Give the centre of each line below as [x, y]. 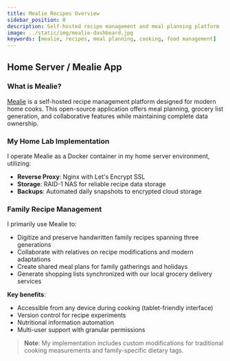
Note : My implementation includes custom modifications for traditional [124, 343]
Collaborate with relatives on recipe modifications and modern [105, 252]
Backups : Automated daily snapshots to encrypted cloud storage [109, 192]
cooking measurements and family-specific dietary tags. [104, 351]
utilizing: [19, 164]
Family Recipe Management [55, 209]
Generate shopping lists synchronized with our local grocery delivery [115, 274]
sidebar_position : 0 [37, 20]
